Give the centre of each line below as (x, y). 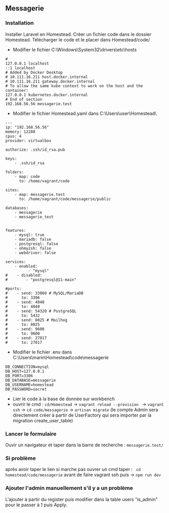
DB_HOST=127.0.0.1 (25, 371)
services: (16, 262)
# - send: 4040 (25, 302)
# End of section (24, 99)
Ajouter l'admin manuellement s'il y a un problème (69, 488)
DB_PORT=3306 (19, 376)
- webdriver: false (35, 253)
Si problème (20, 458)
